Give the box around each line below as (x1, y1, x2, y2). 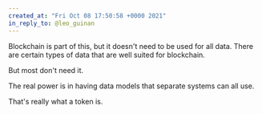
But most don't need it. (8, 65, 84, 75)
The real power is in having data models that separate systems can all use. (8, 81, 255, 91)
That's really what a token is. (8, 96, 103, 106)
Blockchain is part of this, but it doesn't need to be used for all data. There (8, 41, 254, 51)
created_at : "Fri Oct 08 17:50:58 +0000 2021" (8, 11, 167, 20)
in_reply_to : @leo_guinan (8, 19, 95, 27)
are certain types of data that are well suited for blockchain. (8, 50, 206, 59)
